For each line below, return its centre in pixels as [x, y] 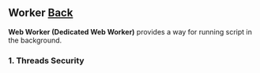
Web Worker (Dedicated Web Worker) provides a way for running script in [130, 31]
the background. [35, 40]
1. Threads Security [46, 60]
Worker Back [41, 13]
